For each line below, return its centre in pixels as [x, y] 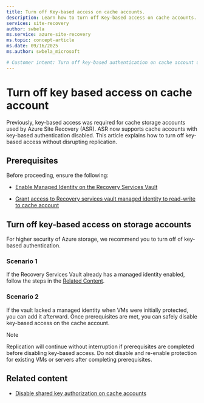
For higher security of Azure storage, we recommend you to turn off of [95, 239]
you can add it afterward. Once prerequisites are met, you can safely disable [102, 316]
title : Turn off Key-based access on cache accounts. [76, 12]
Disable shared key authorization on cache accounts [81, 393]
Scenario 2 [23, 297]
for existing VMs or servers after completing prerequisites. [79, 359]
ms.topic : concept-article [40, 40]
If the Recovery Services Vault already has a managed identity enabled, [96, 275]
